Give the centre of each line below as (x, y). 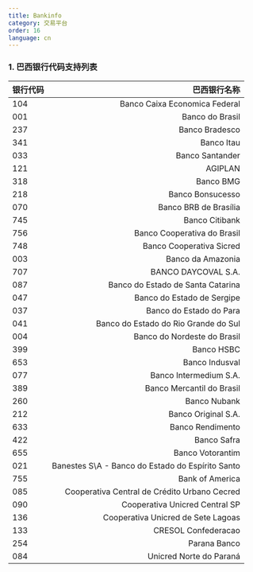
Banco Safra (217, 440)
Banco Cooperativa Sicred (191, 246)
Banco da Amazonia (203, 259)
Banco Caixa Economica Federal (180, 103)
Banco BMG (218, 181)
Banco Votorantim (207, 453)
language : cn (30, 38)
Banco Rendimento (205, 426)
